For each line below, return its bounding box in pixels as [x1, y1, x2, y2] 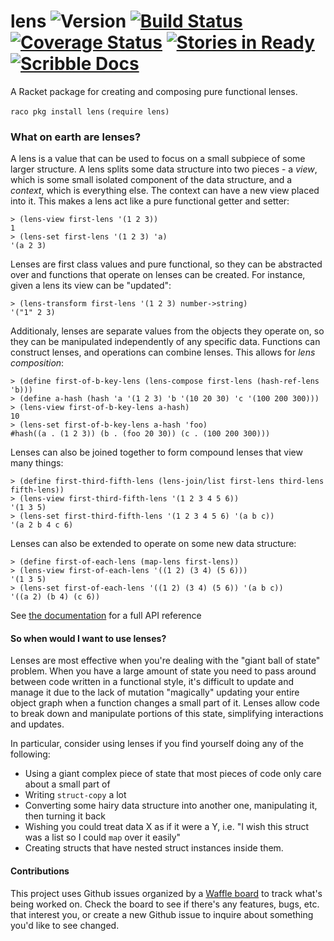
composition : [10, 357, 65, 369]
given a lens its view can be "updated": [10, 280, 172, 292]
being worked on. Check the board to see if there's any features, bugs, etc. [10, 898, 320, 910]
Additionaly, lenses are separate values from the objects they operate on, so [10, 325, 325, 337]
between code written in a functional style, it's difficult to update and [10, 676, 294, 688]
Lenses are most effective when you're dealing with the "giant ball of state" [10, 655, 321, 667]
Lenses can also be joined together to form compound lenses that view [10, 446, 303, 459]
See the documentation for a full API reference [10, 610, 202, 622]
